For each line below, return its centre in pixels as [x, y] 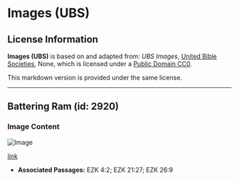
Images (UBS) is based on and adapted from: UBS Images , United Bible [112, 56]
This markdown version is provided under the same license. [95, 77]
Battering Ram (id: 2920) [63, 107]
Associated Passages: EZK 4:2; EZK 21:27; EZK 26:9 [95, 170]
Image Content [34, 127]
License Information [53, 39]
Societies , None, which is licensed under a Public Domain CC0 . [100, 64]
